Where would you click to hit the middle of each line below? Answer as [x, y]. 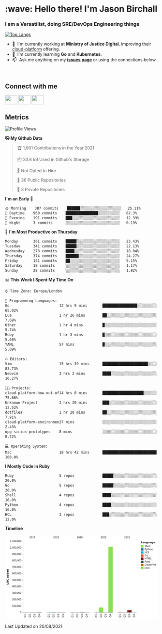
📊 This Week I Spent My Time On [39, 280]
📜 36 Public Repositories [41, 180]
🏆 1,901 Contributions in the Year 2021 [56, 148]
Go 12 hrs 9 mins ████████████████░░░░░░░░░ [81, 306]
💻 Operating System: [27, 447]
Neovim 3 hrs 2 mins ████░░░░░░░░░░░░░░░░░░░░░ [81, 374]
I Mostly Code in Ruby [27, 466]
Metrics [17, 117]
